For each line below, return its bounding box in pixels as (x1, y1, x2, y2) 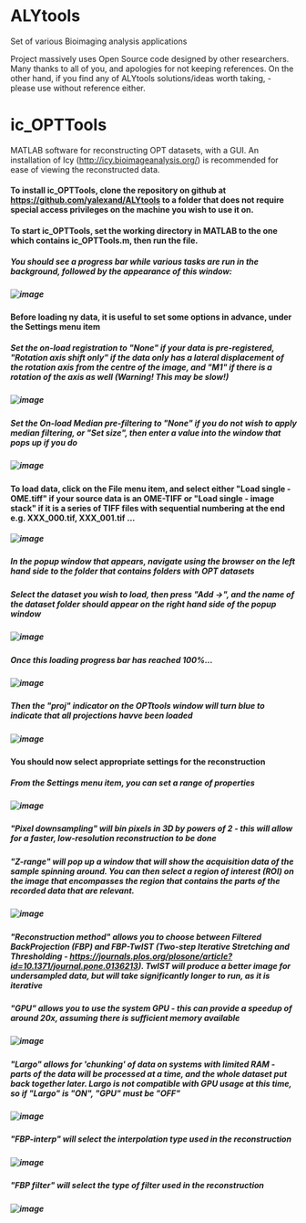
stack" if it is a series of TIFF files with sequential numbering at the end (10, 502, 285, 513)
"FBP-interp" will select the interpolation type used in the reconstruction (10, 1133, 292, 1144)
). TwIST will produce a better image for (138, 960, 291, 971)
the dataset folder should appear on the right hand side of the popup (10, 598, 277, 609)
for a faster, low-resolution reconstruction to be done (10, 833, 217, 844)
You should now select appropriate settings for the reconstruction (10, 756, 266, 767)
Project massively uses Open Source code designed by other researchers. (10, 53, 290, 64)
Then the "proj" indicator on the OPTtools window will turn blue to (10, 701, 265, 712)
